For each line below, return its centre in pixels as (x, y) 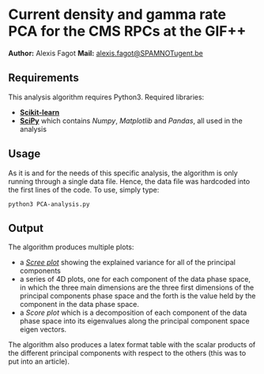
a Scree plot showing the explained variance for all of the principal (127, 263)
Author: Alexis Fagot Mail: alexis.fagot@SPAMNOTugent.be (106, 53)
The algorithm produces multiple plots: (71, 247)
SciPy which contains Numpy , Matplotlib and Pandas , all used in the (131, 121)
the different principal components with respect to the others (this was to (127, 353)
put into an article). (39, 361)
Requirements (43, 78)
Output (26, 228)
